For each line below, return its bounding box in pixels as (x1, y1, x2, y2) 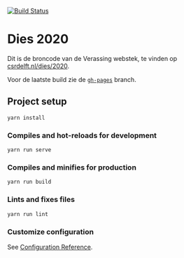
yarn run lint (7, 210, 49, 217)
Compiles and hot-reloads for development (7, 130, 157, 140)
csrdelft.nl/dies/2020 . (7, 62, 70, 70)
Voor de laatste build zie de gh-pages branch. (7, 75, 136, 83)
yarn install (7, 114, 45, 121)
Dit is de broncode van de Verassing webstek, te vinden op (7, 54, 178, 62)
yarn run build (7, 179, 52, 186)
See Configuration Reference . (7, 243, 93, 251)
